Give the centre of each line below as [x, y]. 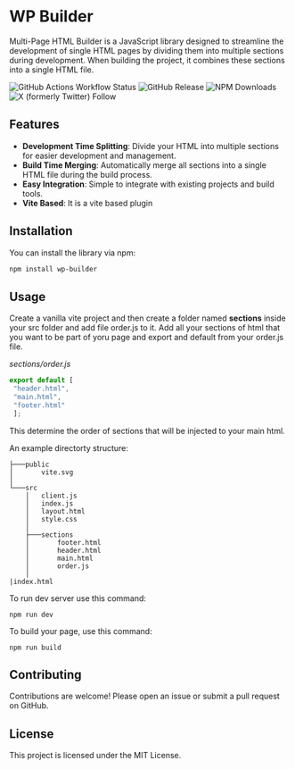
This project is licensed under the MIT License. [95, 756]
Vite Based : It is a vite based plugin [87, 203]
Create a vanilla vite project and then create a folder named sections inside [148, 318]
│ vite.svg [41, 472]
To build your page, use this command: [81, 631]
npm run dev [31, 614]
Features [34, 125]
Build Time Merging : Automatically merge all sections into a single [144, 165]
